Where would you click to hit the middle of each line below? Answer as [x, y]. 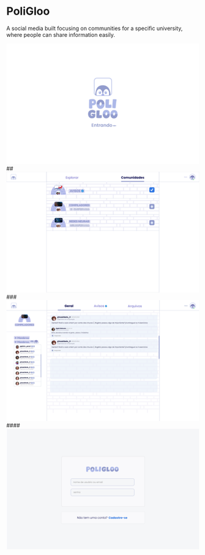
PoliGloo [28, 11]
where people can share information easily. [61, 34]
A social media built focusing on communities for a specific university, [95, 28]
